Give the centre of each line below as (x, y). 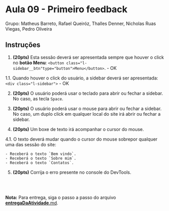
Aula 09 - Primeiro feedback (66, 9)
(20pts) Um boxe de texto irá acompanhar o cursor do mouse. (78, 129)
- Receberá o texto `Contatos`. (40, 163)
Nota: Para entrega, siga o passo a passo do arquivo (61, 197)
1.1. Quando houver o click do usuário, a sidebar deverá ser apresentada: (82, 78)
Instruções (23, 45)
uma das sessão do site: (31, 144)
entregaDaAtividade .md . (32, 203)
